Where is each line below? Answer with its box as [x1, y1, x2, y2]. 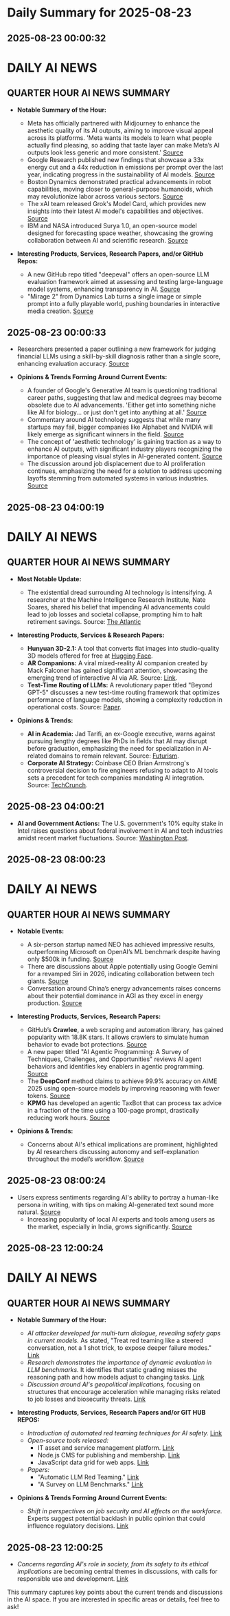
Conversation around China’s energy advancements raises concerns [27, 984, 221, 992]
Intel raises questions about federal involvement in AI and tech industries [16, 826, 223, 835]
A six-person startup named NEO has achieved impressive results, [27, 940, 215, 949]
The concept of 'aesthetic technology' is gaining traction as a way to [27, 438, 222, 446]
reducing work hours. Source [27, 1113, 110, 1122]
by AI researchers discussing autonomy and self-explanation [27, 1147, 199, 1155]
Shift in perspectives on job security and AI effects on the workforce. [27, 1507, 222, 1515]
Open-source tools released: [27, 1436, 108, 1445]
